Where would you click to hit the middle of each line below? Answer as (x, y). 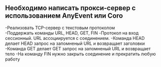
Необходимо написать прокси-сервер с (70, 8)
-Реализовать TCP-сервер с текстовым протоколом (60, 28)
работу (13, 59)
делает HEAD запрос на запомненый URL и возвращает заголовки (75, 43)
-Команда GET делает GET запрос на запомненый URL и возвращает (78, 48)
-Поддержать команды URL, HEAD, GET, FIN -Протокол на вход (72, 33)
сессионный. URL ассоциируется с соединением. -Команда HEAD (75, 38)
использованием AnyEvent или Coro (64, 16)
